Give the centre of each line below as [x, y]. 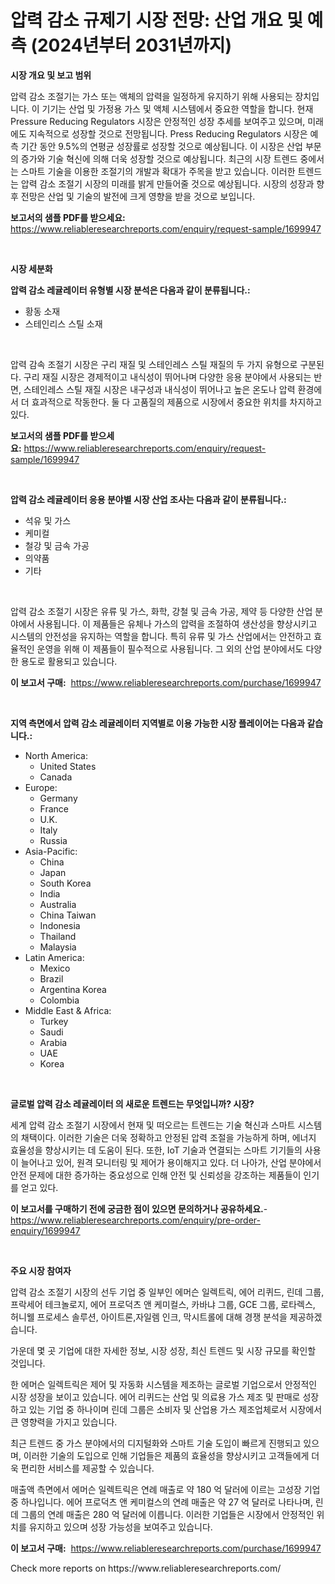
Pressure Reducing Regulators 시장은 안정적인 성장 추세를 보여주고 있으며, [158, 121]
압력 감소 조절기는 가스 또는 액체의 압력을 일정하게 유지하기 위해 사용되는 [151, 96]
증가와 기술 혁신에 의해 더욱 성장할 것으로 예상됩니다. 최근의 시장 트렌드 [159, 158]
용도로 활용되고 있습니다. [69, 661]
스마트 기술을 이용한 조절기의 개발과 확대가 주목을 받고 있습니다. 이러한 [158, 171]
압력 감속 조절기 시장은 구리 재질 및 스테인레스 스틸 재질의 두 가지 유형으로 [154, 364]
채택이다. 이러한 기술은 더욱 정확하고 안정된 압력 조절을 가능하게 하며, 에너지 [168, 1137]
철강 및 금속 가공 [57, 545]
